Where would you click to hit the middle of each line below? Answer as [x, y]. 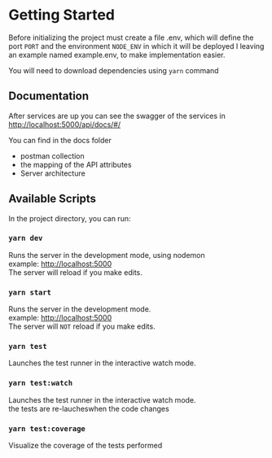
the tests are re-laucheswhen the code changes [89, 408]
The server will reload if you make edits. [75, 272]
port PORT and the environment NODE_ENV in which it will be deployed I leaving [136, 46]
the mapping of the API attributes [76, 164]
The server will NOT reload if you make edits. [82, 326]
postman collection [53, 155]
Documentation [49, 96]
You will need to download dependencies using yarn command [114, 70]
